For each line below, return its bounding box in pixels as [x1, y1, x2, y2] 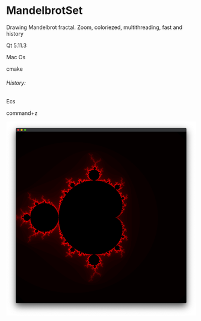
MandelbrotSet [6, 4, 83, 18]
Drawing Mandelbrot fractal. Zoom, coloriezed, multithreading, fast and [6, 24, 182, 31]
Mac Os [6, 53, 26, 60]
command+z [6, 109, 38, 117]
